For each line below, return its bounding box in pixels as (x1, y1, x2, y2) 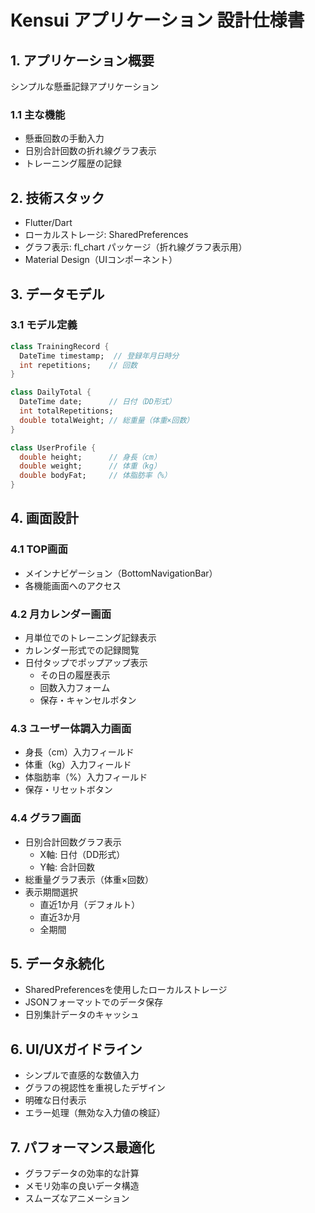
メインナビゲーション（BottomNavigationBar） (24, 567, 218, 579)
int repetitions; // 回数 (19, 360, 138, 370)
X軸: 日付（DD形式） (39, 848, 126, 860)
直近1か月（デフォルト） (39, 898, 141, 910)
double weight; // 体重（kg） (19, 461, 162, 471)
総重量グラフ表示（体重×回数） (24, 873, 155, 885)
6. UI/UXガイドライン (10, 1041, 143, 1058)
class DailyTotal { (10, 387, 92, 398)
